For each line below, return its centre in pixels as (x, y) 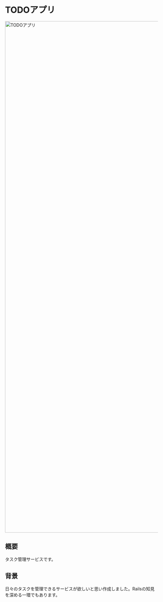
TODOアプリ (30, 10)
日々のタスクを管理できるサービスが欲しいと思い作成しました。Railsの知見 (80, 589)
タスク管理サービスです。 (30, 559)
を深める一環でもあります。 (33, 595)
